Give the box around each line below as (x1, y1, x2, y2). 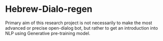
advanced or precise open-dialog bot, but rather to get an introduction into (5, 25, 158, 31)
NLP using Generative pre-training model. (5, 30, 90, 36)
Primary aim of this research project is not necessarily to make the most (5, 20, 153, 26)
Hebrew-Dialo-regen (5, 3, 93, 15)
